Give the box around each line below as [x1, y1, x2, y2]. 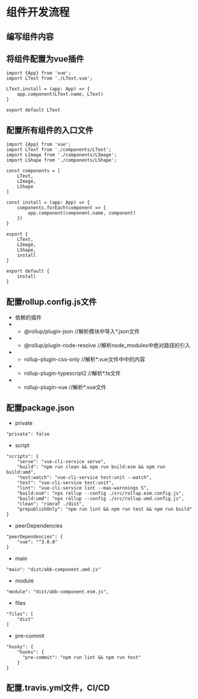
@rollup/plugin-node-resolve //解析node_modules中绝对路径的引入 [23, 342, 191, 349]
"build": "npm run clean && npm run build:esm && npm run [17, 464, 166, 470]
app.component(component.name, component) [28, 210, 136, 216]
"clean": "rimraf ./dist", [17, 500, 85, 507]
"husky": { [6, 643, 34, 650]
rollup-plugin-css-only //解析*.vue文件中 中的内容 [23, 356, 146, 363]
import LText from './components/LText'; [6, 147, 112, 153]
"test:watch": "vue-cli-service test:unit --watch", [17, 474, 152, 480]
